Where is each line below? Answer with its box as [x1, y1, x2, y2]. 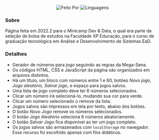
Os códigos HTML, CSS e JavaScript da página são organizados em [12, 67, 150, 73]
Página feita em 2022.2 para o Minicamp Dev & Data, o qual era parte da [5, 28, 152, 34]
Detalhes [5, 50, 27, 57]
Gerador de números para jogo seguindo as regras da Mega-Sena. [12, 62, 147, 68]
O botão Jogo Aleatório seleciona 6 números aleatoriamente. [12, 114, 136, 119]
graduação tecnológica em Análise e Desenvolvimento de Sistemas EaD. [5, 38, 152, 44]
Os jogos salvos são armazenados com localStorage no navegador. [12, 124, 150, 130]
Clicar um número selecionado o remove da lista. [12, 98, 111, 104]
